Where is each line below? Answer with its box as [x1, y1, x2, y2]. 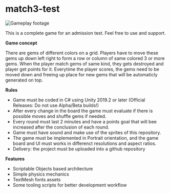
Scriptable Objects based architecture [12, 165, 93, 171]
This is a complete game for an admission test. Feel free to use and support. [5, 30, 166, 36]
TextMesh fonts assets [12, 176, 61, 182]
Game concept [5, 39, 37, 46]
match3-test [5, 3, 60, 15]
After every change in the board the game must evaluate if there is [12, 108, 153, 114]
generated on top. [5, 77, 44, 83]
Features [5, 156, 25, 162]
